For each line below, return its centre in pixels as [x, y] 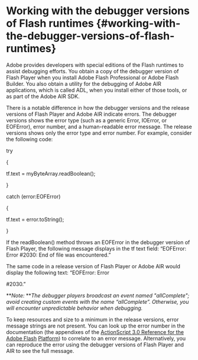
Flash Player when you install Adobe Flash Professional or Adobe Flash [92, 77]
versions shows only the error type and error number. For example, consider [99, 133]
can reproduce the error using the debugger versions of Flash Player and [95, 345]
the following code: [30, 139]
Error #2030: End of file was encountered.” [59, 255]
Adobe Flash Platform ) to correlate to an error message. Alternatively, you [96, 338]
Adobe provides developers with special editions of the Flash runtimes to [95, 65]
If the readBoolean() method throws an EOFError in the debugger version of [98, 242]
